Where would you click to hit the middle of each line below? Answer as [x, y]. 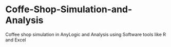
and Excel [16, 40]
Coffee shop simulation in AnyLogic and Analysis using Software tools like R [85, 34]
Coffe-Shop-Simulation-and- [69, 9]
